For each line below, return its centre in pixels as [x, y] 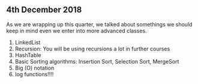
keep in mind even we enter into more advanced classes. [76, 31]
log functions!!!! [34, 74]
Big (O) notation [34, 68]
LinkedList [28, 42]
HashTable [28, 55]
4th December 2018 [44, 10]
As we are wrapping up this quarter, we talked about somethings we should [99, 24]
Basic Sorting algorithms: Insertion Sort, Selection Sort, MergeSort [97, 61]
